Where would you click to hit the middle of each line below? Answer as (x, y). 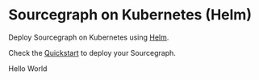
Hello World (28, 68)
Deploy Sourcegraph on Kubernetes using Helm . (89, 37)
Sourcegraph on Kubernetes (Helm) (130, 15)
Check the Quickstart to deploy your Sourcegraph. (92, 53)
